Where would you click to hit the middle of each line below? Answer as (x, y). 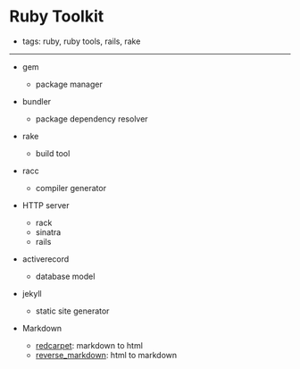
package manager (69, 84)
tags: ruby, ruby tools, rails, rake (81, 41)
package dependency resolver (92, 119)
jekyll (32, 293)
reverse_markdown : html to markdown (106, 355)
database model (65, 276)
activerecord (46, 259)
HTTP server (46, 205)
